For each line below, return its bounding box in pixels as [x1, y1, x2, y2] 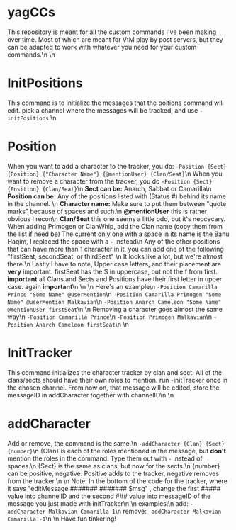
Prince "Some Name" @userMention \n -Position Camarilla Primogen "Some [7, 290, 222, 298]
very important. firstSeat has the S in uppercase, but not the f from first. [7, 267, 218, 276]
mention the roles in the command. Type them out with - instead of [7, 454, 203, 463]
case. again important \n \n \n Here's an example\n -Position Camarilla [7, 282, 218, 291]
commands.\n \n [7, 50, 55, 59]
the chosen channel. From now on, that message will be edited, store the [7, 383, 220, 392]
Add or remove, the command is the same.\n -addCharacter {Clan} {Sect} [7, 439, 225, 447]
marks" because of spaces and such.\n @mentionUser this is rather [7, 207, 208, 215]
